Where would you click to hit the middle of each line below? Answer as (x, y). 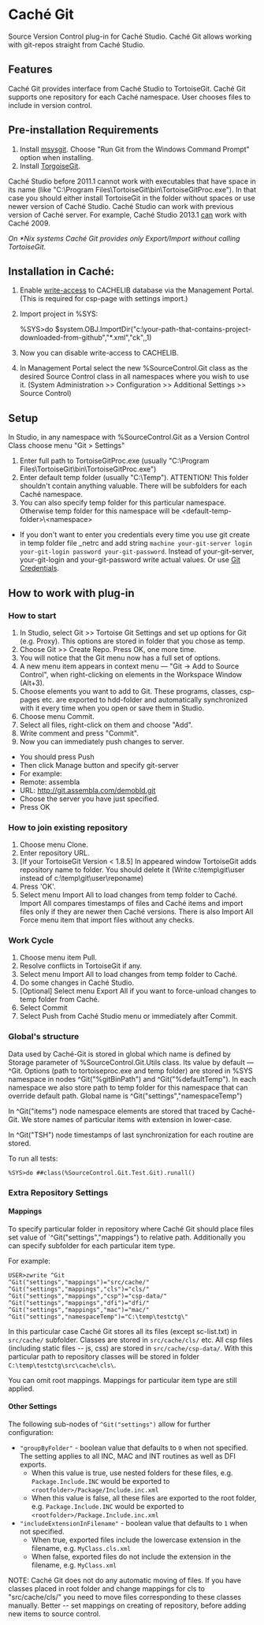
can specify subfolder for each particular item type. (92, 1245)
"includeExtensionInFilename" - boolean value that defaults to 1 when (134, 1523)
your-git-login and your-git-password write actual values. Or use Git (130, 560)
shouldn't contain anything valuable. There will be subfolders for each (133, 486)
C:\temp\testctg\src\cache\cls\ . (62, 1365)
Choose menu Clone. (54, 844)
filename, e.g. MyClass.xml (74, 1565)
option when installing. (56, 157)
